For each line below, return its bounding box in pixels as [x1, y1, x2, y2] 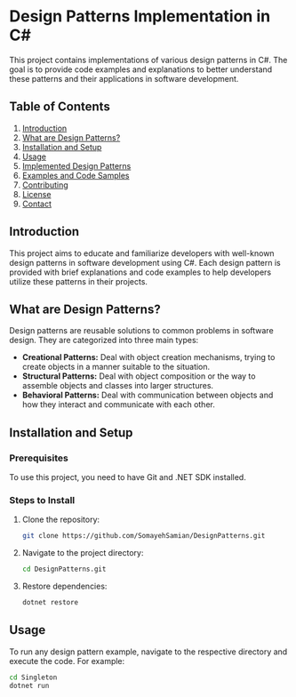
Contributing [21, 180, 68, 190]
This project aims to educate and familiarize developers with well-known [9, 247, 275, 259]
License [21, 188, 52, 199]
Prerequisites [9, 452, 68, 464]
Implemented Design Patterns [21, 160, 132, 171]
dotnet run [9, 681, 50, 690]
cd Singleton [9, 673, 58, 682]
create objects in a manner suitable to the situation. [21, 362, 211, 373]
